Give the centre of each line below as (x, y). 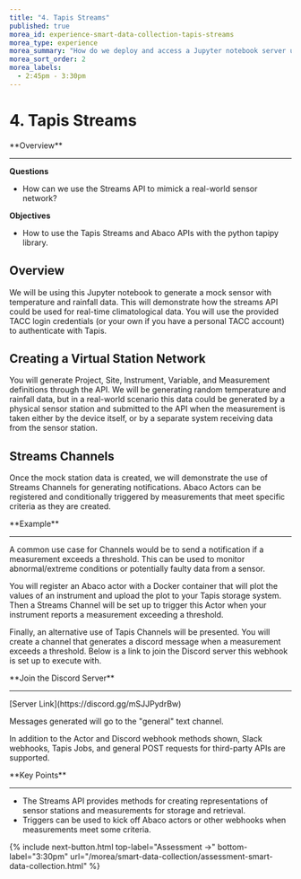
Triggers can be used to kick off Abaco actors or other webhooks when (154, 820)
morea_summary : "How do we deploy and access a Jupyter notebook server (148, 51)
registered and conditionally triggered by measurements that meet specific (147, 497)
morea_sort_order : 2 (48, 59)
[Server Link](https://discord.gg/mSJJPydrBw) (95, 704)
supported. (30, 758)
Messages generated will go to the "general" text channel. (116, 721)
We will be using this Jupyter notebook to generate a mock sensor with (140, 292)
